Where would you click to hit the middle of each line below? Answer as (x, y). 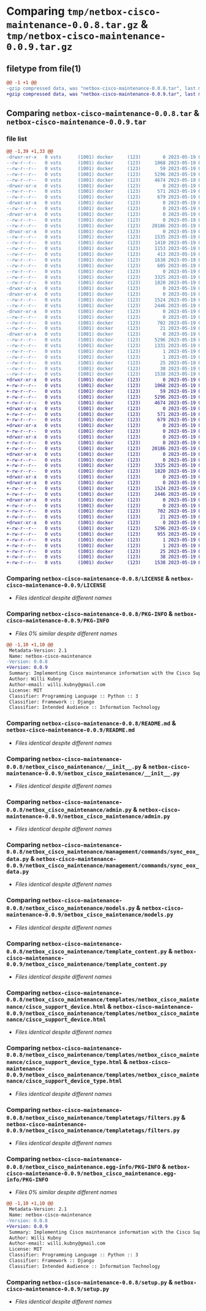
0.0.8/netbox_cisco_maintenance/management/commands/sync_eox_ (103, 852)
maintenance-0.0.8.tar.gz (72, 25)
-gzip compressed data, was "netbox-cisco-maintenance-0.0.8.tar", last (101, 88)
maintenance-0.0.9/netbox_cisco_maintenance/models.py (90, 915)
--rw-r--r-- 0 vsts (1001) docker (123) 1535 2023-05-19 (101, 237)
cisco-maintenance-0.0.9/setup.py (58, 1289)
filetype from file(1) (44, 68)
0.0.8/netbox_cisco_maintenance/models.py (71, 908)
